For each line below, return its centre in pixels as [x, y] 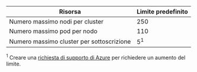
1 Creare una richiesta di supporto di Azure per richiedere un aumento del [96, 57]
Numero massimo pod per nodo [53, 31]
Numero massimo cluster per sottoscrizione [70, 41]
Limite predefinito [162, 12]
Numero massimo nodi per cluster [56, 22]
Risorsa [70, 12]
